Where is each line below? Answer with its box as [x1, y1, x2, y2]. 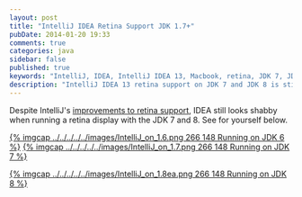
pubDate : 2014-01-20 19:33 [9, 30, 111, 39]
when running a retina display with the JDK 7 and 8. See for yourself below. [9, 114, 289, 125]
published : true [9, 64, 70, 73]
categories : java [9, 47, 75, 56]
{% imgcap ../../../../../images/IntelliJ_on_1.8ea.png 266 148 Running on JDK [9, 168, 288, 179]
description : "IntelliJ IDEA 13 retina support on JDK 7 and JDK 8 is [9, 80, 280, 89]
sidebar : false [9, 55, 67, 64]
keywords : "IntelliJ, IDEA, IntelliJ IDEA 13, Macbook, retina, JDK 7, [9, 72, 283, 81]
